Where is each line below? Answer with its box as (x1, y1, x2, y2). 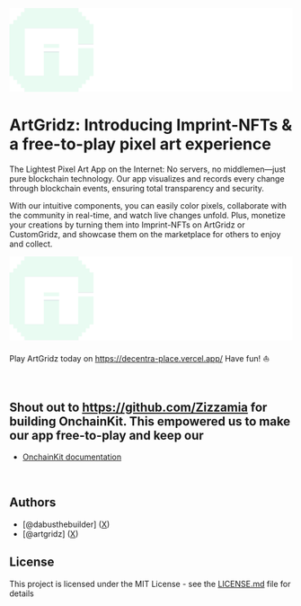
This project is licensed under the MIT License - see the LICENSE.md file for (9, 578, 291, 589)
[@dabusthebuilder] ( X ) (22, 519, 111, 530)
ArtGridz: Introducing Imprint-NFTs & (9, 115, 293, 136)
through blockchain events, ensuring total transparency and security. (9, 183, 265, 194)
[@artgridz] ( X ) (22, 528, 79, 539)
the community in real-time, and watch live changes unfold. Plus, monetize (9, 210, 286, 221)
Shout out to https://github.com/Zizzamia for (9, 399, 268, 414)
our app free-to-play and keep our (9, 427, 204, 443)
